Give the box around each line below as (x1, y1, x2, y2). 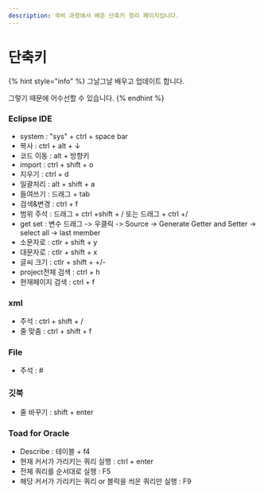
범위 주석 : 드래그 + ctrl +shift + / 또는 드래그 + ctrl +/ (19, 208, 188, 219)
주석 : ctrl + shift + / (19, 316, 83, 326)
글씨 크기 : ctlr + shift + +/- (19, 257, 106, 266)
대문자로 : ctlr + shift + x (19, 247, 98, 257)
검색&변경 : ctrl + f (19, 199, 79, 208)
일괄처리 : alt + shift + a (19, 179, 95, 188)
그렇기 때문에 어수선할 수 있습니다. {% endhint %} (8, 93, 165, 103)
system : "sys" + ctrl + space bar (19, 131, 129, 141)
